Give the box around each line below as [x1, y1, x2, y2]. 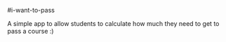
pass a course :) [7, 27, 54, 35]
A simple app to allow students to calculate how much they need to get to [7, 20, 220, 27]
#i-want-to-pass [7, 6, 55, 14]
